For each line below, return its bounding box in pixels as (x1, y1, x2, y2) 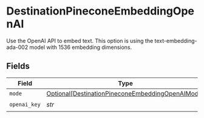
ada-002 (6, 44, 29, 51)
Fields (6, 61, 30, 71)
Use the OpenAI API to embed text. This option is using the (6, 37, 154, 44)
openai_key (9, 101, 41, 108)
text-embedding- (154, 37, 197, 44)
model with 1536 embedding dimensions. (29, 44, 132, 51)
